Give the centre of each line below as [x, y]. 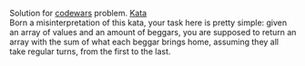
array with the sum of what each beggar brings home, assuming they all [144, 42]
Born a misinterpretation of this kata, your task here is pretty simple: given [148, 23]
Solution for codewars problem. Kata [78, 13]
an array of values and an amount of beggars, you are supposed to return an [153, 32]
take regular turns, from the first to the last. [90, 52]
